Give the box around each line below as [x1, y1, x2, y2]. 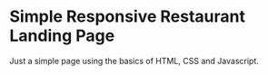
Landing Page [9, 25, 115, 46]
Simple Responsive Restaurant [9, 6, 245, 27]
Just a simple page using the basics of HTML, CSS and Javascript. [9, 55, 259, 66]
